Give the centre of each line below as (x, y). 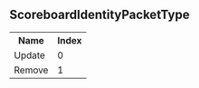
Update (29, 55)
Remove (31, 70)
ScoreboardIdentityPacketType (99, 15)
